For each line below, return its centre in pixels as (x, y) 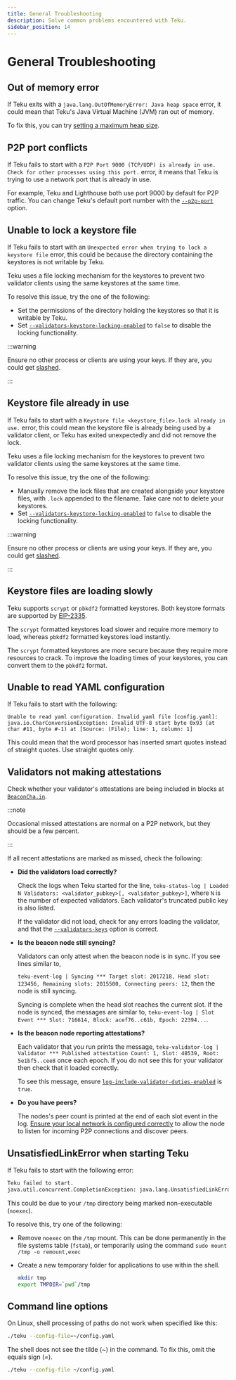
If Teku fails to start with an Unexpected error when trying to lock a (107, 247)
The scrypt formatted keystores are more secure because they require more (118, 650)
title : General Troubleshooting (54, 14)
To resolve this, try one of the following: (65, 1224)
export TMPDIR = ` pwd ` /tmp (54, 1284)
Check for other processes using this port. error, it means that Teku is (113, 172)
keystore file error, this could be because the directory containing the (110, 254)
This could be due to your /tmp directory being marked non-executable (110, 1203)
